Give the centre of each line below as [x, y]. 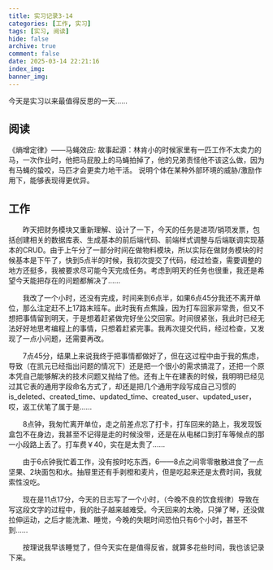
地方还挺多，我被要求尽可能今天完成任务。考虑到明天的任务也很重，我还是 [133, 270]
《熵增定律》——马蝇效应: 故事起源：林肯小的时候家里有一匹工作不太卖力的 [135, 150]
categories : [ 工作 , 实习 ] [50, 24]
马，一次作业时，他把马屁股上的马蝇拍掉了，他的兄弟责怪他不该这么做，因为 [136, 160]
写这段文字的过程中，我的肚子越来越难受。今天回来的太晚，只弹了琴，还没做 [136, 510]
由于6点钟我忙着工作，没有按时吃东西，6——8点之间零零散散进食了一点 [143, 462]
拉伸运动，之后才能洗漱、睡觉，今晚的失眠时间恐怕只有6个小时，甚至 [125, 520]
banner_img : [28, 77]
